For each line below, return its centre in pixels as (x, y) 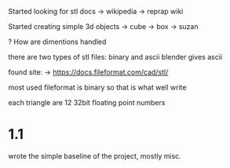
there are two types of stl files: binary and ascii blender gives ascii (115, 57)
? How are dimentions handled (57, 42)
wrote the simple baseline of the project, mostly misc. (95, 155)
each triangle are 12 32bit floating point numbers (87, 102)
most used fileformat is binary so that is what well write (97, 87)
